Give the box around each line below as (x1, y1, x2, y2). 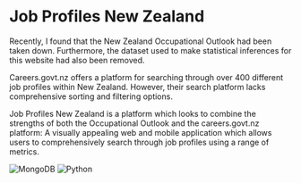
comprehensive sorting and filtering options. (9, 91, 173, 102)
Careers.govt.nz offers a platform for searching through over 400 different (9, 71, 284, 82)
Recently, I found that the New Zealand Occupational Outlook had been (9, 36, 272, 46)
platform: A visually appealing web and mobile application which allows (9, 127, 272, 137)
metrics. (9, 146, 40, 157)
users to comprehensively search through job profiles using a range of (9, 137, 270, 147)
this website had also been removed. (9, 54, 145, 65)
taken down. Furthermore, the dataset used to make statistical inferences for (9, 45, 292, 55)
